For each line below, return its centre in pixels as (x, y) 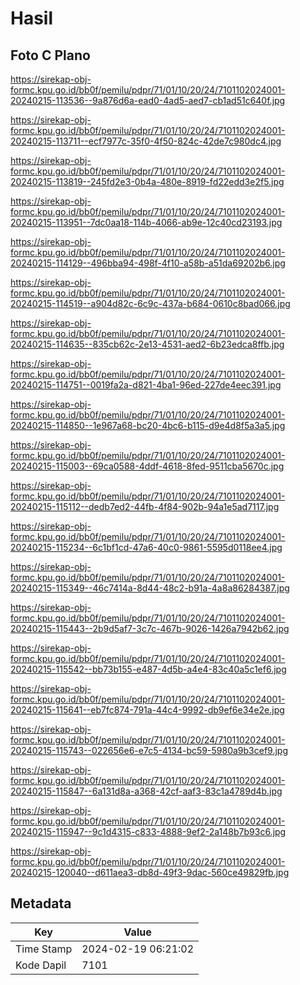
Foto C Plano (50, 55)
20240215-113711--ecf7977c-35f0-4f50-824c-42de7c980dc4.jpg (146, 141)
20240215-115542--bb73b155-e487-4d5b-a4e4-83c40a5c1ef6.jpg (148, 669)
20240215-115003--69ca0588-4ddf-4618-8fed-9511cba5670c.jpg (147, 466)
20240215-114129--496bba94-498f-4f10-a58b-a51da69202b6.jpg (148, 263)
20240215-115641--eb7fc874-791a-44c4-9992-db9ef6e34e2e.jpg (147, 710)
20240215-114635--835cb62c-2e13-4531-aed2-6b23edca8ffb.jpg (147, 344)
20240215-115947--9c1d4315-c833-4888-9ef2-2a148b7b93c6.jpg (148, 831)
